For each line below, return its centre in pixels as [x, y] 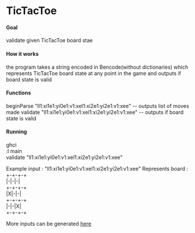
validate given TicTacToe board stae [49, 40]
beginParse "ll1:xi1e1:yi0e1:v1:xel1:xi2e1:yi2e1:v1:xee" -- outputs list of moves [97, 106]
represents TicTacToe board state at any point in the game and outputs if [94, 73]
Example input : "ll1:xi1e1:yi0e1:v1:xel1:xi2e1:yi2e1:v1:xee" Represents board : [97, 169]
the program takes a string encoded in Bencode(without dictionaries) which [97, 67]
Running [17, 132]
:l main [14, 151]
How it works [23, 53]
